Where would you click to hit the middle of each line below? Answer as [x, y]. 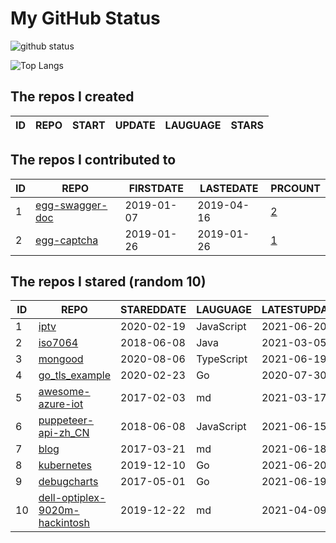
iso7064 [58, 343]
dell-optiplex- [72, 498]
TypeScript [222, 359]
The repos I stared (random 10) [108, 281]
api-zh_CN [64, 433]
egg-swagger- [71, 205]
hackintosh [64, 523]
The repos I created [72, 97]
